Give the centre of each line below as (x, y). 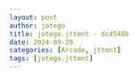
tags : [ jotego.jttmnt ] (51, 58)
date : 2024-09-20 (41, 42)
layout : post (33, 17)
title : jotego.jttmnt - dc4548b (69, 34)
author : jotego (37, 26)
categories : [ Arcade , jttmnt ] (65, 50)
